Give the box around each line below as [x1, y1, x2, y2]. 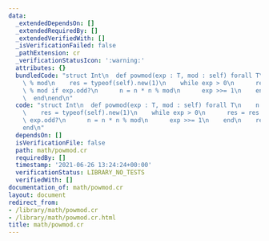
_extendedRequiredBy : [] [15, 27, 98, 35]
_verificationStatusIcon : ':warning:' [15, 57, 146, 65]
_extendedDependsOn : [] [15, 19, 94, 27]
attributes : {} [15, 64, 66, 72]
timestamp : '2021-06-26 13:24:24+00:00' [15, 161, 152, 170]
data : [8, 11, 26, 20]
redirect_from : [8, 198, 59, 206]
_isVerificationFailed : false [15, 42, 116, 50]
